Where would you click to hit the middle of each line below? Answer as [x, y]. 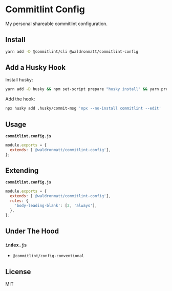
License [18, 272]
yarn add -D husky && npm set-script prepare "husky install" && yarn [82, 89]
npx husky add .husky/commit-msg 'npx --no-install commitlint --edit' [83, 109]
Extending [22, 171]
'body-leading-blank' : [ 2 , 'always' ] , [56, 206]
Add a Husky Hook [35, 68]
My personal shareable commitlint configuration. [56, 24]
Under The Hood [32, 231]
